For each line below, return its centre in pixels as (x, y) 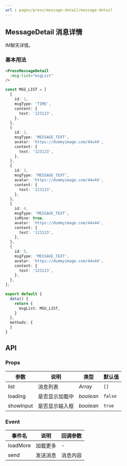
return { (24, 303)
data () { (19, 299)
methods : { (21, 323)
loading (17, 396)
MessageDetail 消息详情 (44, 32)
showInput (20, 406)
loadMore (19, 445)
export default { (24, 294)
